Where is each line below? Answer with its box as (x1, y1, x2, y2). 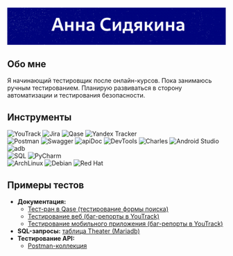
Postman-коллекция (27, 241, 87, 250)
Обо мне (7, 58, 46, 70)
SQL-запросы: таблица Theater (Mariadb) (17, 227, 140, 235)
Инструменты (7, 111, 72, 123)
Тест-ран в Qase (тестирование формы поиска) (27, 205, 169, 213)
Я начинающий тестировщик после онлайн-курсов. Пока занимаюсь (7, 77, 212, 85)
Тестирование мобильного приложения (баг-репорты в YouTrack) (27, 219, 223, 228)
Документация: (17, 198, 67, 206)
